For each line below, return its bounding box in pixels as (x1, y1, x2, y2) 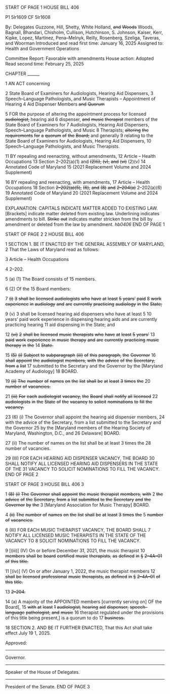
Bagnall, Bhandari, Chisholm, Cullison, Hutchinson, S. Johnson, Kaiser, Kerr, (5, 29, 163, 35)
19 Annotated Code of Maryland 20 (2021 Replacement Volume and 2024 (5, 190, 158, 196)
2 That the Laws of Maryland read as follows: (5, 246, 100, 252)
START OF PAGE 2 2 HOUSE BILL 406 (5, 231, 84, 237)
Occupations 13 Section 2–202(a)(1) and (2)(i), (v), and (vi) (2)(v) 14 (5, 158, 146, 164)
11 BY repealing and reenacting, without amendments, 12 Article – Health (5, 153, 156, 159)
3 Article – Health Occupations (5, 256, 69, 262)
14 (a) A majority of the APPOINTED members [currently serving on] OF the (5, 599, 162, 605)
